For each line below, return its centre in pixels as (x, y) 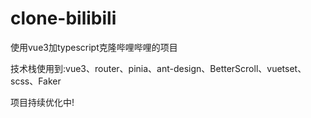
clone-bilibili (63, 18)
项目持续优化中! (42, 102)
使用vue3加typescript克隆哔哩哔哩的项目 (94, 47)
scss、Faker (36, 81)
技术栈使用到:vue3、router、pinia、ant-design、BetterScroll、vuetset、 (158, 68)
